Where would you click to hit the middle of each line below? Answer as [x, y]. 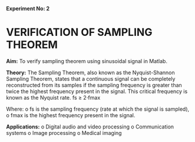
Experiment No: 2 [28, 9]
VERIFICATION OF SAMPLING [79, 32]
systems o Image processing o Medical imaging [64, 133]
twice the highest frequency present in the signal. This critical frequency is [97, 91]
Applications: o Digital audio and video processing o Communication [90, 127]
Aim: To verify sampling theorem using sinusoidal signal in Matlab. [87, 61]
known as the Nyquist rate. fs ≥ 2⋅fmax [53, 97]
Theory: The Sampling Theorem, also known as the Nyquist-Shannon [90, 72]
